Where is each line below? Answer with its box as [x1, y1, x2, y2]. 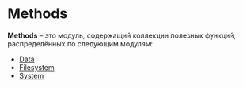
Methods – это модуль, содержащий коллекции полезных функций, [7, 31, 237, 40]
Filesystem [18, 62, 55, 71]
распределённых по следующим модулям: [7, 38, 154, 48]
